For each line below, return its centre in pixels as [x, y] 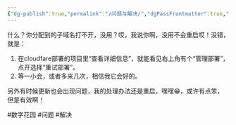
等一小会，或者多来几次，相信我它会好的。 [79, 76]
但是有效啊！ [26, 100]
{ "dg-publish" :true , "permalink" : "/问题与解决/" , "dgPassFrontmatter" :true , [117, 14]
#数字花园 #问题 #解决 [40, 114]
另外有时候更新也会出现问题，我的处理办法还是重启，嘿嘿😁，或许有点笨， [116, 91]
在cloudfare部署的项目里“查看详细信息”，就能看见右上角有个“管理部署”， [123, 58]
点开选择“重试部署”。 [48, 67]
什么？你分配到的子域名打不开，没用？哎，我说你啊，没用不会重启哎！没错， [118, 34]
